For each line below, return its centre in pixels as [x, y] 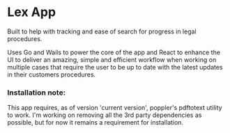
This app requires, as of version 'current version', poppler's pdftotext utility [115, 108]
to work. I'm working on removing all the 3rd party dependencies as [105, 115]
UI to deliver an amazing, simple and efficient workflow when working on [112, 59]
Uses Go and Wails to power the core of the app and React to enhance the [114, 52]
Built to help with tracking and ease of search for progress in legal [102, 31]
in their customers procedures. [52, 75]
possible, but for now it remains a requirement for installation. [95, 123]
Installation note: [37, 93]
